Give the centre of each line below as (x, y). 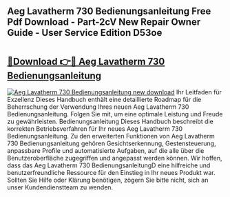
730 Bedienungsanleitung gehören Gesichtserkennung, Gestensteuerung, (112, 143)
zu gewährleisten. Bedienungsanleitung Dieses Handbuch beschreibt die (110, 121)
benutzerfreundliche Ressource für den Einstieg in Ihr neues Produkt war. (111, 173)
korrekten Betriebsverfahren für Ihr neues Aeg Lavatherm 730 (95, 129)
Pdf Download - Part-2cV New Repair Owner (104, 22)
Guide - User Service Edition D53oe (85, 33)
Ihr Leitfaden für (199, 92)
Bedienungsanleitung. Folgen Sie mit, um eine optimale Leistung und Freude (115, 114)
